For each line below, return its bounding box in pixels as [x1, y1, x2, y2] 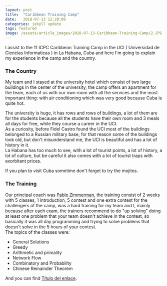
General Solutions [12, 239, 49, 245]
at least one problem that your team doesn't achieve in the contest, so [5, 213, 149, 219]
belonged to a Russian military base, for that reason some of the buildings [5, 131, 157, 137]
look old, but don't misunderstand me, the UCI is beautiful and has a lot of [5, 136, 157, 143]
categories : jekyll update [5, 21, 61, 27]
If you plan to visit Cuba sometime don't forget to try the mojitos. [5, 168, 138, 174]
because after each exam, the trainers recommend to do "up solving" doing [5, 208, 161, 214]
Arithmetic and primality [12, 249, 62, 255]
